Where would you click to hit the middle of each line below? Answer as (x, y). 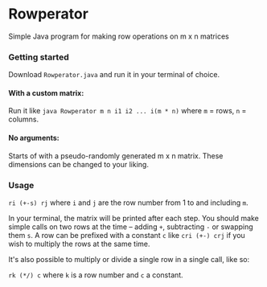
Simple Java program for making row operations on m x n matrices (119, 36)
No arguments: (34, 138)
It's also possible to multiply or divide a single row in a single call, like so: (129, 259)
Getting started (39, 57)
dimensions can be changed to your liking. (78, 164)
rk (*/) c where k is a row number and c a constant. (96, 275)
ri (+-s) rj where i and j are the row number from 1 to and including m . (129, 203)
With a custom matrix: (46, 92)
